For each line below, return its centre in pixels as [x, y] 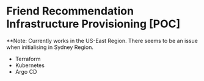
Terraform [28, 59]
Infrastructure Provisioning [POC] [93, 24]
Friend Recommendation [70, 11]
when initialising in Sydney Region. [50, 47]
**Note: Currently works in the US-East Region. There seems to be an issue [102, 40]
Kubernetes [30, 65]
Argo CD [26, 71]
